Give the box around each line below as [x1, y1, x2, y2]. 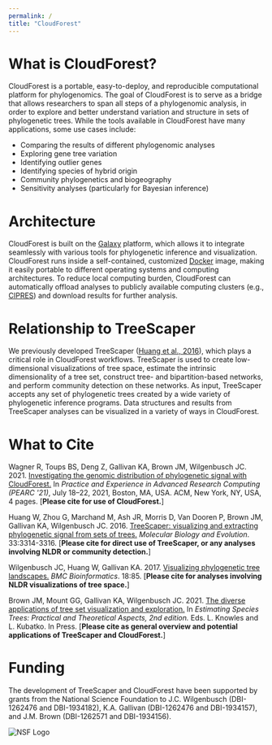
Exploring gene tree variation [19, 149, 118, 159]
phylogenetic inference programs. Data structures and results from [8, 398, 233, 407]
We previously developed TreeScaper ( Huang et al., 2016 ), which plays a [8, 346, 252, 356]
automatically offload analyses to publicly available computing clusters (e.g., [8, 282, 265, 292]
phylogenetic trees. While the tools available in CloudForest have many [8, 115, 246, 126]
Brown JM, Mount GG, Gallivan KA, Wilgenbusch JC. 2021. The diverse [8, 595, 246, 606]
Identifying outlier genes [19, 158, 102, 168]
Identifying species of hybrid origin [19, 166, 138, 176]
